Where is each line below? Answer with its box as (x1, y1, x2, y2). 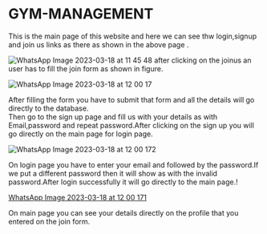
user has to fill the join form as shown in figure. (8, 63, 164, 73)
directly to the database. (8, 103, 89, 113)
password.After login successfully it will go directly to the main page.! (8, 177, 238, 187)
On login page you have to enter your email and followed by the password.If (8, 159, 259, 169)
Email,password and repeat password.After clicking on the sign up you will (8, 120, 255, 130)
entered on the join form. (8, 216, 91, 226)
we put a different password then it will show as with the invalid (8, 168, 218, 178)
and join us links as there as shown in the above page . (8, 39, 189, 49)
